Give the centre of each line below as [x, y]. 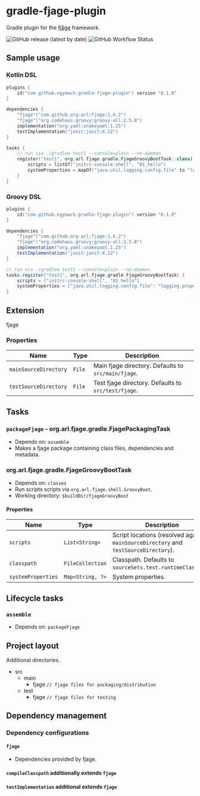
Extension [25, 310]
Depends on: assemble [42, 441]
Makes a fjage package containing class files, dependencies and [94, 448]
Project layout [33, 646]
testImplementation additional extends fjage [62, 786]
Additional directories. [33, 660]
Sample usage [33, 58]
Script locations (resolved [148, 535]
